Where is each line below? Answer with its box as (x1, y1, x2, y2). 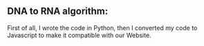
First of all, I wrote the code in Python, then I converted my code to (7, 23, 198, 32)
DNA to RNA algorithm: (7, 5, 109, 17)
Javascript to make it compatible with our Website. (7, 31, 151, 39)
